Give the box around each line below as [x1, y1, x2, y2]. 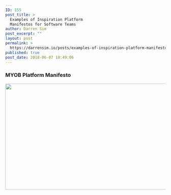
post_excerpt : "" [5, 31, 42, 36]
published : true [5, 50, 40, 55]
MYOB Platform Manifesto [5, 72, 71, 79]
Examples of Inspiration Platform [10, 17, 83, 22]
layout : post [5, 36, 33, 41]
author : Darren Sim [5, 26, 47, 32]
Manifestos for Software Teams [10, 21, 76, 27]
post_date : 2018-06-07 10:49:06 [5, 54, 74, 60]
